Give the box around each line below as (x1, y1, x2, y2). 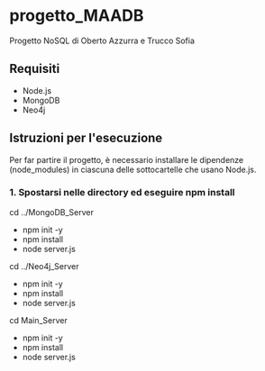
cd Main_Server (9, 314, 68, 325)
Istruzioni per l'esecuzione (9, 131, 163, 146)
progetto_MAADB (9, 5, 144, 26)
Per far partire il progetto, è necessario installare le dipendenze (9, 154, 244, 165)
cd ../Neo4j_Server (9, 260, 79, 271)
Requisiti (9, 61, 60, 77)
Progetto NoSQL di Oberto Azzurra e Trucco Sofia (9, 35, 196, 46)
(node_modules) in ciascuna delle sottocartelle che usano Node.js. (9, 164, 257, 175)
